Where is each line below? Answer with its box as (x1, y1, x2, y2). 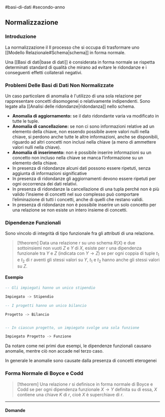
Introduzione (5, 33, 37, 40)
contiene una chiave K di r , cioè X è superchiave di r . (17, 391, 124, 397)
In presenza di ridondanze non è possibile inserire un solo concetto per (12, 202, 157, 208)
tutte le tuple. (12, 118, 39, 124)
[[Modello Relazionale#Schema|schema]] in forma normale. (5, 49, 126, 56)
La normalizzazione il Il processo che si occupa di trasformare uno (5, 44, 140, 50)
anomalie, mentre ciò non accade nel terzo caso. (5, 348, 104, 354)
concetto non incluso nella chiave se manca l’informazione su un (12, 154, 143, 160)
